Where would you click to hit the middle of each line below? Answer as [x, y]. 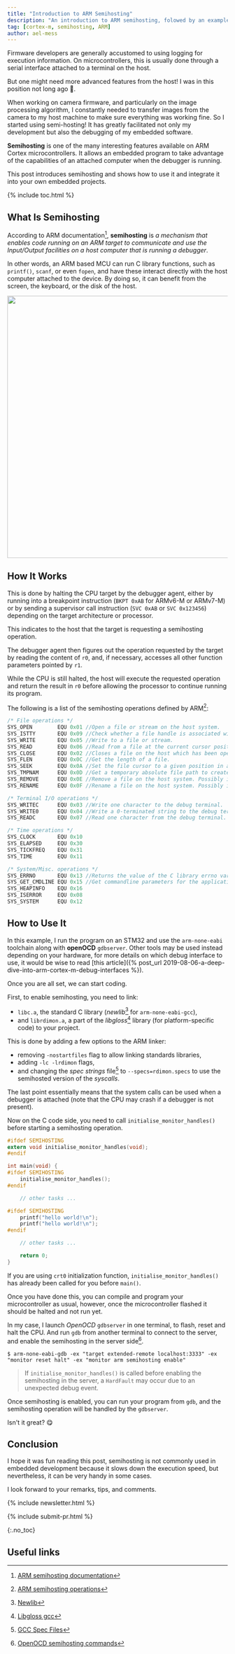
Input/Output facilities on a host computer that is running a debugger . [108, 250]
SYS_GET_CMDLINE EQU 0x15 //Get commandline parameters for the [103, 882]
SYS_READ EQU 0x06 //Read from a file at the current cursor [109, 747]
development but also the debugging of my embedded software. [100, 132]
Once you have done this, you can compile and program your [95, 1296]
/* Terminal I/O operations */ [53, 798]
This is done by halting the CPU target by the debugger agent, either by [110, 593]
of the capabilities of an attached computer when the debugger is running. [115, 161]
